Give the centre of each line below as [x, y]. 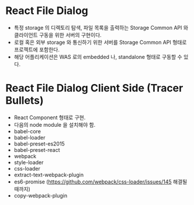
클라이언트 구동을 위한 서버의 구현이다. [58, 35]
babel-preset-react [37, 150]
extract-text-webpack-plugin [49, 175]
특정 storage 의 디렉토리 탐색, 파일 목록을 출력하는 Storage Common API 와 [101, 27]
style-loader [29, 162]
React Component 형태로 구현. [50, 117]
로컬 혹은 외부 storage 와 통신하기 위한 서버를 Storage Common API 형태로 [100, 42]
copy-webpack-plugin [41, 195]
